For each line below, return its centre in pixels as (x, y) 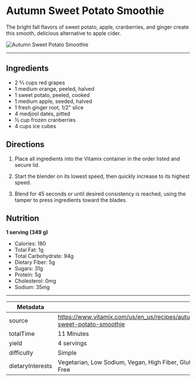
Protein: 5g (28, 275)
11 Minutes (73, 334)
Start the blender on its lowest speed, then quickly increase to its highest (102, 176)
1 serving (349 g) (27, 232)
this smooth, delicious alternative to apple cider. (64, 33)
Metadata (31, 307)
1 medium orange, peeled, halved (54, 88)
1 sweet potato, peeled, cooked (52, 95)
